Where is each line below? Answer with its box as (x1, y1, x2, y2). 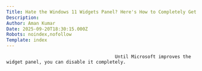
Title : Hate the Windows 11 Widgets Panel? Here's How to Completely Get (6, 8, 197, 15)
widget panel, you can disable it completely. (6, 59, 126, 65)
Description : (6, 15, 39, 21)
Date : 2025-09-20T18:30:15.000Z (6, 25, 88, 32)
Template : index (6, 37, 47, 43)
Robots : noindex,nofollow (6, 32, 72, 38)
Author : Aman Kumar (6, 20, 56, 26)
